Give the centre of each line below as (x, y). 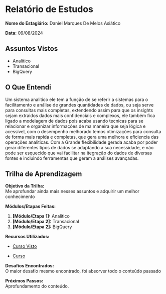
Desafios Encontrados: (30, 266)
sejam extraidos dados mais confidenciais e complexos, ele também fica (80, 115)
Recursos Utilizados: (27, 237)
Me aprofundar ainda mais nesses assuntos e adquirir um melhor (72, 191)
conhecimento (20, 197)
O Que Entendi (28, 87)
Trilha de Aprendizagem (44, 174)
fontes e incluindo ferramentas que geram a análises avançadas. (72, 158)
